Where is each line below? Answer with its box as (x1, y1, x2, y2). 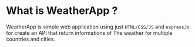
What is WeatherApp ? (6, 4, 118, 17)
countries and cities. (6, 35, 56, 42)
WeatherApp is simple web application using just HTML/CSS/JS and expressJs (6, 23, 190, 30)
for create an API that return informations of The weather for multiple (6, 29, 173, 36)
